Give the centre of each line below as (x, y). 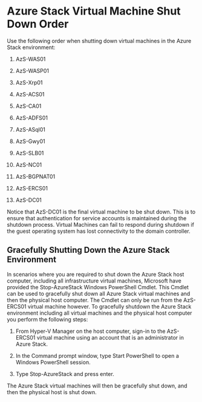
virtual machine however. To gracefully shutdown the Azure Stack (109, 306)
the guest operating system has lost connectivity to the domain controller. (99, 231)
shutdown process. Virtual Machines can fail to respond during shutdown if (100, 224)
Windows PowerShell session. (53, 362)
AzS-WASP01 (32, 70)
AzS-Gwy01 (30, 141)
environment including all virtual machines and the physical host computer (99, 313)
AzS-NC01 (28, 164)
